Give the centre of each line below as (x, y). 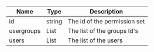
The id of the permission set (106, 21)
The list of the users (95, 40)
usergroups (25, 31)
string (54, 21)
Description (107, 11)
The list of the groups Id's (103, 31)
